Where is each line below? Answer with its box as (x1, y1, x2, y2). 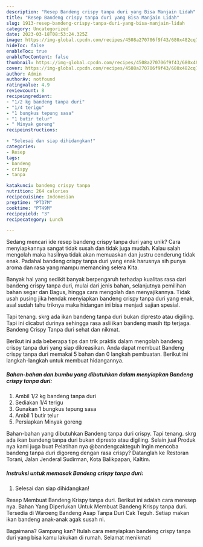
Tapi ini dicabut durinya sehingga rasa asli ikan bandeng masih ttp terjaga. (6, 319, 192, 327)
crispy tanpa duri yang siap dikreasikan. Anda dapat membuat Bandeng (6, 344, 184, 352)
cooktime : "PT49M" (6, 205, 53, 211)
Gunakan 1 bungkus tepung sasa (14, 405, 97, 413)
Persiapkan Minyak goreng (14, 418, 82, 425)
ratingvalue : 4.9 (6, 82, 50, 88)
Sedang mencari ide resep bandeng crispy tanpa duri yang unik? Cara (6, 238, 181, 246)
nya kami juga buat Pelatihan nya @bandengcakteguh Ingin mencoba (6, 443, 179, 450)
